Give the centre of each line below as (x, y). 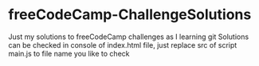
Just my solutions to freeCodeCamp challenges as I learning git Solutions (129, 37)
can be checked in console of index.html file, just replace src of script (123, 45)
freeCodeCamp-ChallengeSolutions (130, 15)
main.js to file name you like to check (69, 53)
